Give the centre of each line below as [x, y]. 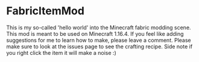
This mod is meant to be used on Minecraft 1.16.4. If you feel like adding [95, 33]
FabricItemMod [45, 11]
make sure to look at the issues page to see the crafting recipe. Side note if [99, 46]
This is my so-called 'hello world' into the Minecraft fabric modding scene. [99, 27]
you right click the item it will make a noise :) [61, 52]
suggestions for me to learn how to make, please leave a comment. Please [99, 40]
